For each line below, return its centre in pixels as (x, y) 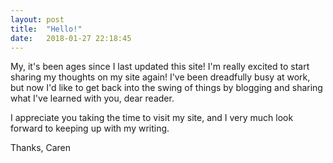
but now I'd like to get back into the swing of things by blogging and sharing (166, 88)
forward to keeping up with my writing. (90, 128)
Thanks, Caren (41, 148)
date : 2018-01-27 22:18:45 (71, 38)
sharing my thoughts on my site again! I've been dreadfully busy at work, (160, 77)
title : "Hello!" (46, 29)
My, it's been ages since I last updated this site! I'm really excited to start (160, 67)
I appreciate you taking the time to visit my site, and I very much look (152, 118)
